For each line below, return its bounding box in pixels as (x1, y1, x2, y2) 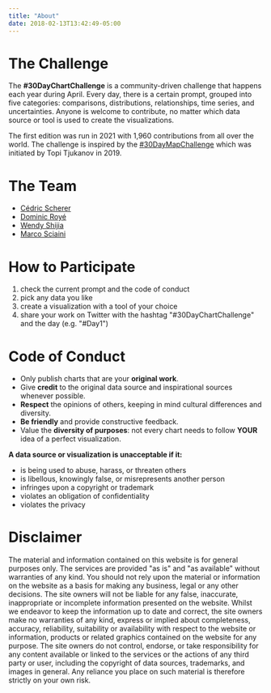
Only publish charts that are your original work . (19, 374, 180, 384)
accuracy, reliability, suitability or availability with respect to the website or (8, 624, 256, 634)
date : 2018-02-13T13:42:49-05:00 (8, 19, 121, 28)
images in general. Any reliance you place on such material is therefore (8, 667, 245, 677)
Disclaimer (8, 528, 83, 546)
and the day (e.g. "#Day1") (19, 319, 109, 329)
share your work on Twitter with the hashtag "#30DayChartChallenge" (19, 310, 255, 320)
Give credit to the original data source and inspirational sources (19, 382, 233, 393)
